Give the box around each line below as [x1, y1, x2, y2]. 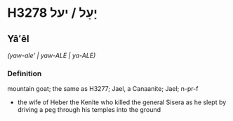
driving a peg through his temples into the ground [17, 106, 161, 114]
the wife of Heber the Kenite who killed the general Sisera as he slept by [17, 98, 227, 106]
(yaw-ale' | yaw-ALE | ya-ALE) [7, 51, 96, 59]
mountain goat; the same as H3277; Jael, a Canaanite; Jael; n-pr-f [7, 85, 199, 93]
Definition [7, 69, 42, 78]
